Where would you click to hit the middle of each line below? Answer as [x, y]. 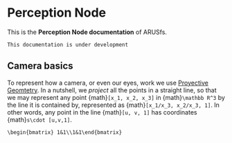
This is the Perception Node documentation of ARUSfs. [87, 32]
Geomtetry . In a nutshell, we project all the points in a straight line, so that [112, 90]
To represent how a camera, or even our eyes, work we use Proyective [108, 83]
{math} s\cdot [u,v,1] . [40, 119]
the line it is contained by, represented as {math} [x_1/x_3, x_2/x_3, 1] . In [114, 105]
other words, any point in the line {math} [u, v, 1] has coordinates [102, 112]
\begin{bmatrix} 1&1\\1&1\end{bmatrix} [65, 132]
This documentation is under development [68, 44]
